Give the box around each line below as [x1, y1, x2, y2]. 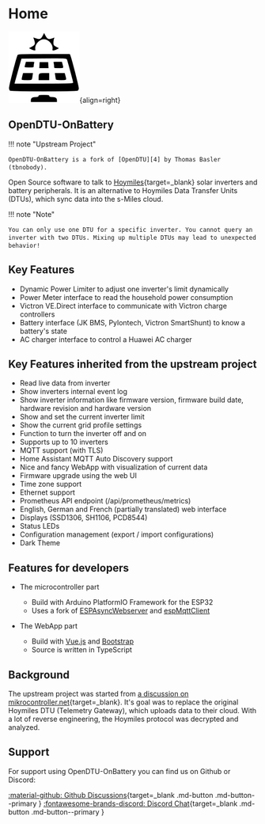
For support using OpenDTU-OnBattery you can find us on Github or [8, 766, 231, 776]
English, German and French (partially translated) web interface [19, 504, 227, 515]
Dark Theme [19, 538, 61, 548]
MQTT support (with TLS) [19, 446, 104, 455]
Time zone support [19, 480, 82, 489]
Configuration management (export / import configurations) [19, 530, 214, 539]
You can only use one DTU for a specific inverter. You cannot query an [8, 226, 253, 234]
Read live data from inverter [19, 378, 111, 388]
